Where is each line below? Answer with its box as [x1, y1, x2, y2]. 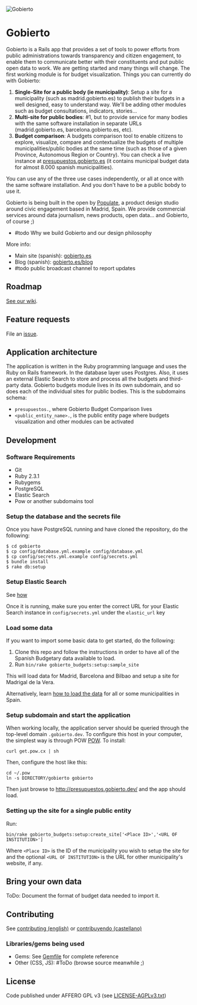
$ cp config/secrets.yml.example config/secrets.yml [6, 554, 138, 560]
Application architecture [6, 347, 98, 357]
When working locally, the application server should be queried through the [6, 724, 189, 731]
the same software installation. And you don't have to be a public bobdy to [6, 181, 186, 188]
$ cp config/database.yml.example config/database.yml [6, 549, 143, 554]
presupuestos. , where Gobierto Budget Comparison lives [14, 406, 152, 413]
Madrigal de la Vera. [6, 678, 55, 685]
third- [169, 375, 183, 383]
